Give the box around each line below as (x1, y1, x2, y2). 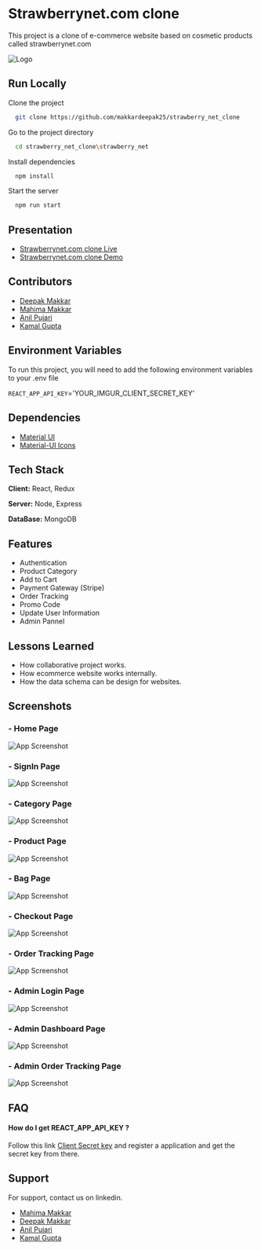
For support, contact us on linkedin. (8, 1193, 123, 1202)
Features (8, 537, 53, 550)
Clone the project (8, 97, 64, 107)
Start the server (8, 186, 59, 196)
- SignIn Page (8, 760, 60, 771)
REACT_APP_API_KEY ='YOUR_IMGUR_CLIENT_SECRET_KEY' (8, 388, 195, 398)
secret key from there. (8, 1149, 80, 1158)
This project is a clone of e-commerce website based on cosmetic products (8, 31, 253, 40)
